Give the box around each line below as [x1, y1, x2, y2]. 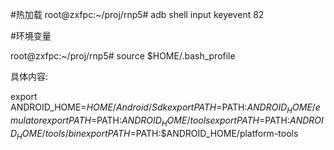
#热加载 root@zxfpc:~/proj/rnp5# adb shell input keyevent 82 [10, 9, 265, 20]
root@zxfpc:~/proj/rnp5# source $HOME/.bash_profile [10, 50, 236, 62]
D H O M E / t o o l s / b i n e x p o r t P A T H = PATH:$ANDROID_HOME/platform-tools [10, 127, 299, 142]
